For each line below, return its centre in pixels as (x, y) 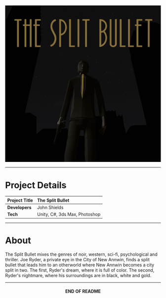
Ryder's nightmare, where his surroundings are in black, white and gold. (78, 275)
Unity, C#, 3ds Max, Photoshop (69, 215)
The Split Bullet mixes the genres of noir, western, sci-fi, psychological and (81, 254)
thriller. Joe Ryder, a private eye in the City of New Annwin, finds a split (77, 259)
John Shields (50, 208)
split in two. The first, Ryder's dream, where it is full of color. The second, (80, 270)
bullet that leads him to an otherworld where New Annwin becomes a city (80, 265)
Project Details (36, 185)
